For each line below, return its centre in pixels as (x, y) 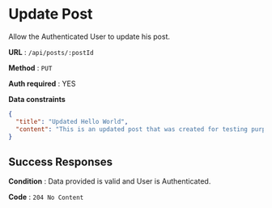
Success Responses (61, 161)
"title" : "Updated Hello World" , (72, 121)
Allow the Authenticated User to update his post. (89, 36)
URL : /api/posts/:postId (51, 52)
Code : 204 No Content (46, 197)
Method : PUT (30, 68)
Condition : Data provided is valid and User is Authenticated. (110, 181)
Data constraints (37, 99)
